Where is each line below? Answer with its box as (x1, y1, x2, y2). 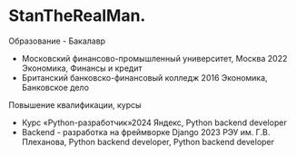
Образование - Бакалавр (8, 35, 106, 46)
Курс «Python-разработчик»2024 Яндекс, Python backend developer (21, 117, 287, 128)
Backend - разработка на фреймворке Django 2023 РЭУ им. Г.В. (21, 126, 271, 137)
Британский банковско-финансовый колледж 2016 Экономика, (21, 72, 269, 83)
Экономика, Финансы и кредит (21, 63, 143, 73)
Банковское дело (21, 82, 90, 93)
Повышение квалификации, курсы (8, 99, 142, 110)
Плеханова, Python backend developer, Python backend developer (21, 136, 274, 147)
